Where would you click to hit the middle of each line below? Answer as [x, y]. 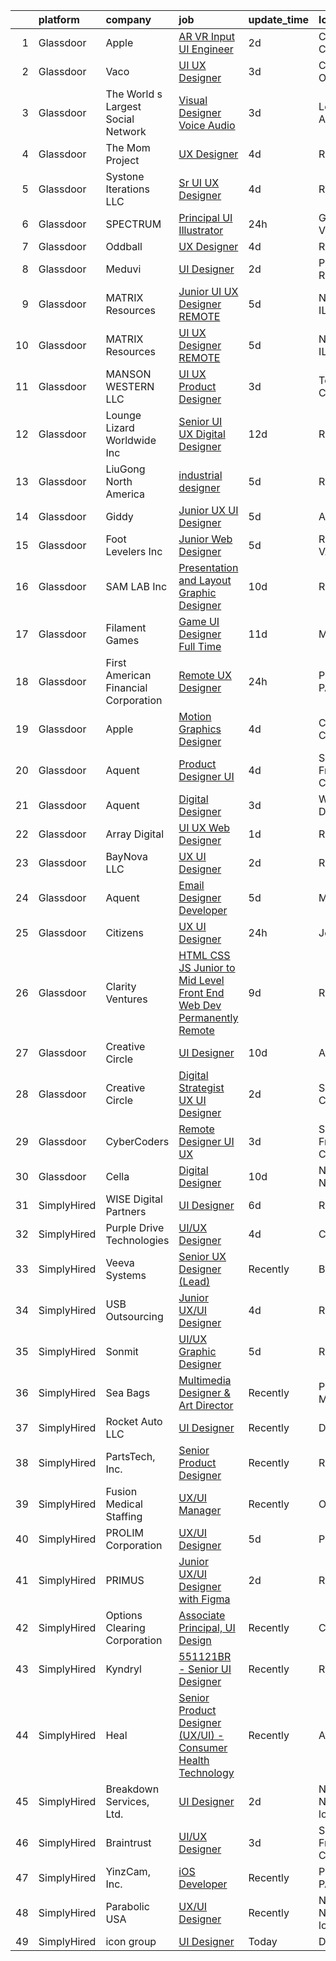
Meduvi [123, 269]
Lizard [120, 427]
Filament [126, 627]
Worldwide [131, 440]
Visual [193, 100]
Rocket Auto [134, 1421]
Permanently [208, 1017]
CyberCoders [137, 1141]
